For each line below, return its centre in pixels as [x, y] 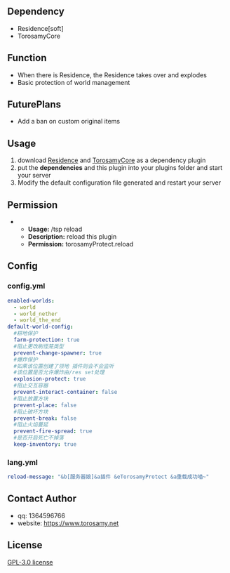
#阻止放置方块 [31, 399]
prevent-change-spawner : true [57, 353]
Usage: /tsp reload [55, 229]
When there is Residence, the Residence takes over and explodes [112, 75]
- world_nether [36, 314]
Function [27, 58]
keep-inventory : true [45, 444]
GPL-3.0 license [30, 562]
